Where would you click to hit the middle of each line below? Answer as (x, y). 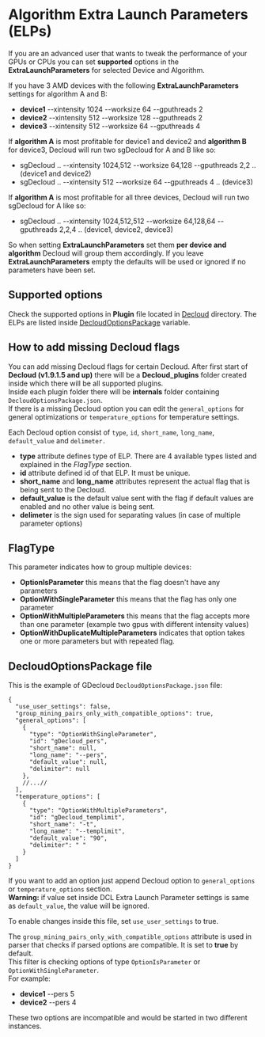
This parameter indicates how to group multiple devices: (100, 567)
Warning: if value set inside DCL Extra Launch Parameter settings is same (129, 898)
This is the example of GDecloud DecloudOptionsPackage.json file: (115, 686)
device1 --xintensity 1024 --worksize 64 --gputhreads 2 (111, 109)
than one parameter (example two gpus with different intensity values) (134, 625)
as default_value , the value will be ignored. (79, 906)
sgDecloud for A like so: (47, 205)
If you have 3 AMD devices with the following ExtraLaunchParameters (123, 85)
